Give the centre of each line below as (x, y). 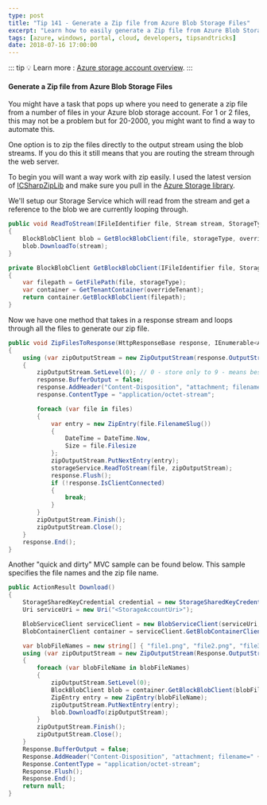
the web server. (34, 162)
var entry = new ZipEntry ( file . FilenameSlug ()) (131, 424)
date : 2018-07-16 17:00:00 (53, 45)
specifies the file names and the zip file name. (83, 573)
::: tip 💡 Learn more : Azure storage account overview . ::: (101, 68)
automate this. (32, 130)
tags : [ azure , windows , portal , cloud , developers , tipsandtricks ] (122, 38)
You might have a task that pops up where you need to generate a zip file (128, 104)
